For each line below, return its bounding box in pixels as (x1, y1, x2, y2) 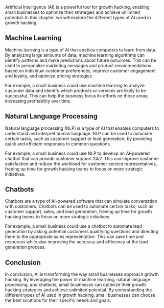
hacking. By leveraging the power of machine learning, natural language (5, 277, 150, 283)
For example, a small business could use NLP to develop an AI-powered (5, 150, 150, 156)
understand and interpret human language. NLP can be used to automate (5, 130, 153, 136)
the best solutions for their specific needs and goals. (5, 297, 111, 303)
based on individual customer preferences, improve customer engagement (5, 68, 156, 73)
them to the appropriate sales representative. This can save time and (5, 234, 144, 239)
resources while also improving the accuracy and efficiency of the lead (5, 239, 148, 245)
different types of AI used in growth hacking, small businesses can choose (5, 292, 156, 298)
